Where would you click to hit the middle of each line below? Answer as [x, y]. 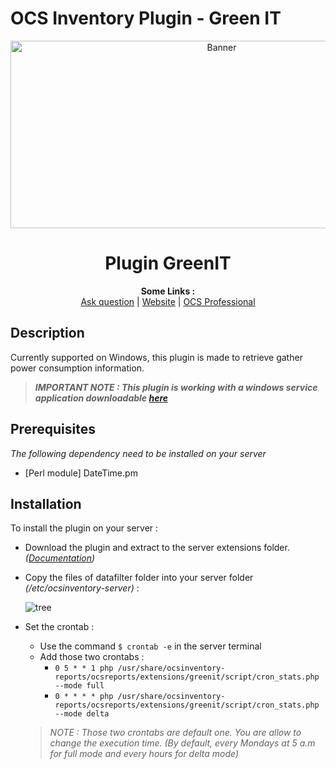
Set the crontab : [59, 627]
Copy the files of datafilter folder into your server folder [139, 578]
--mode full [79, 686]
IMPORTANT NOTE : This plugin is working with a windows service [176, 387]
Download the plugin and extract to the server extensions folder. [157, 548]
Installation [46, 503]
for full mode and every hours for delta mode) [144, 754]
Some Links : [168, 291]
